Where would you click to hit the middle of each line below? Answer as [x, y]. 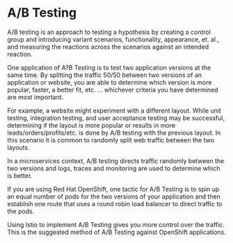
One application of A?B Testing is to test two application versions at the [109, 67]
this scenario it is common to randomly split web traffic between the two [111, 140]
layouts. [18, 147]
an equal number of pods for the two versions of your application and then [114, 196]
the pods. [21, 211]
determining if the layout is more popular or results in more [91, 125]
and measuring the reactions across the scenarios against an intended [108, 47]
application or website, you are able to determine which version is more [110, 82]
